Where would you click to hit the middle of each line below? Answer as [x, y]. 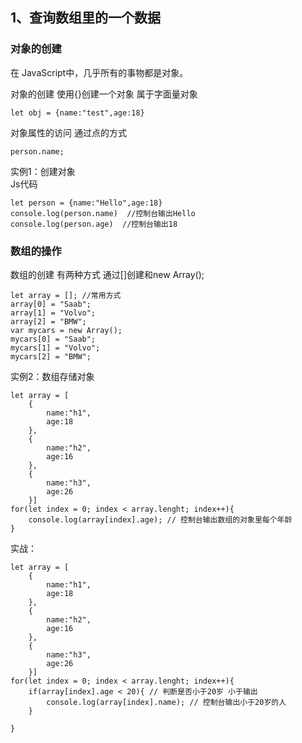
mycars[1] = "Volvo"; [55, 348]
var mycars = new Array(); [66, 330]
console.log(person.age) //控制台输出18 [94, 224]
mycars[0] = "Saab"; [53, 339]
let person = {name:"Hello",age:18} [86, 203]
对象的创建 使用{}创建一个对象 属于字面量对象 [104, 94]
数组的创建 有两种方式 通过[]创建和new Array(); [107, 274]
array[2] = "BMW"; [48, 321]
